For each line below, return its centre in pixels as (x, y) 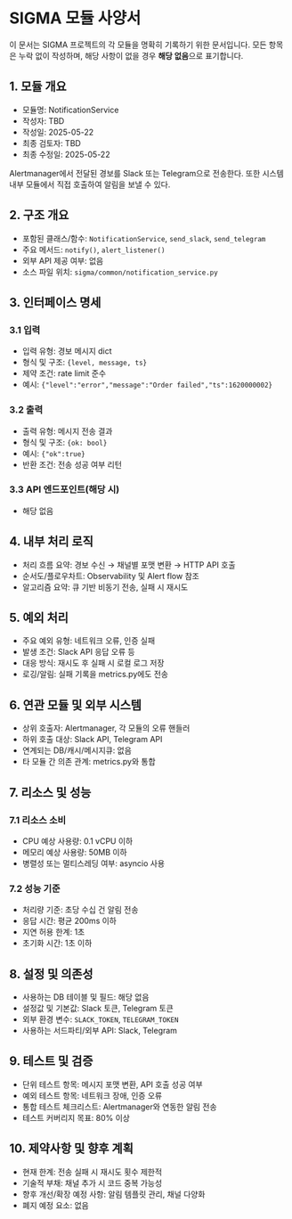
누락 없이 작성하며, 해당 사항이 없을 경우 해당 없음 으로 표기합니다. (131, 55)
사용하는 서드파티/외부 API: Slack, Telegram (100, 1031)
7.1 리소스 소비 (38, 820)
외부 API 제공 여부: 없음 (63, 260)
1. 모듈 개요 (38, 87)
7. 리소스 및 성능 (50, 793)
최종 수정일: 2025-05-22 (66, 154)
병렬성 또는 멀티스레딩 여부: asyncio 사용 (93, 863)
